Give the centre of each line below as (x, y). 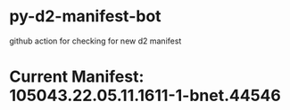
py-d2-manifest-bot (86, 16)
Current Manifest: (77, 77)
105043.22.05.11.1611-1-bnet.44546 (145, 96)
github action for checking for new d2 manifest (95, 41)
